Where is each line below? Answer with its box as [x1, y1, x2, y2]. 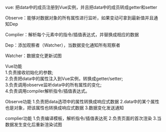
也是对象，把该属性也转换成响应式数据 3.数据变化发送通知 [5, 105, 124, 111]
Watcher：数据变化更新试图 [5, 53, 62, 59]
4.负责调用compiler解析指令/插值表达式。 [5, 88, 90, 94]
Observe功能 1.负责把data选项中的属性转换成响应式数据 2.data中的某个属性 [5, 99, 160, 104]
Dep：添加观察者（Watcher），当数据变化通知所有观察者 [5, 42, 121, 48]
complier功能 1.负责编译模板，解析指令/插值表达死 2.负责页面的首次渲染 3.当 [5, 116, 162, 121]
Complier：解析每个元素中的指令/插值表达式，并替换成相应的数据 [5, 32, 139, 37]
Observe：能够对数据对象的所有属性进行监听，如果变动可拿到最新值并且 [5, 15, 154, 21]
